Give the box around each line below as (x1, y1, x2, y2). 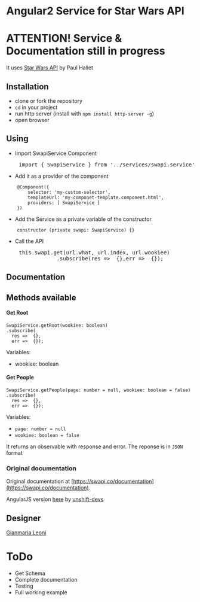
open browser (14, 116, 50, 123)
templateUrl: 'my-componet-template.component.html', (27, 194, 164, 200)
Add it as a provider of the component (14, 172, 109, 180)
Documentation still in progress (6, 44, 165, 58)
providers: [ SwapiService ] (27, 199, 100, 206)
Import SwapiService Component (14, 150, 97, 157)
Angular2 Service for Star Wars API (6, 4, 185, 18)
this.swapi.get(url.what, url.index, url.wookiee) (19, 249, 170, 256)
